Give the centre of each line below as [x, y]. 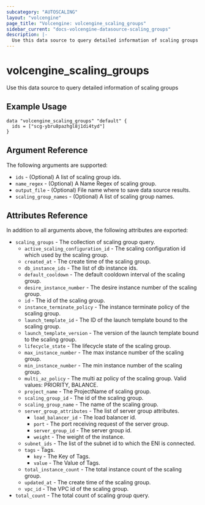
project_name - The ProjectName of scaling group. [88, 391]
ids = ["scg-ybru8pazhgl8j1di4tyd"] [58, 126]
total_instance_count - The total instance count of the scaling [103, 470]
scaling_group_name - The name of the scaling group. [91, 405]
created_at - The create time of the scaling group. [88, 262]
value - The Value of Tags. [67, 463]
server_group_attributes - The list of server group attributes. [102, 411]
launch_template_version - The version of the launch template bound [111, 333]
